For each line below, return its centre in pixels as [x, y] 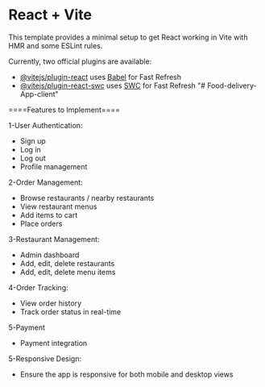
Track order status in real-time [70, 311]
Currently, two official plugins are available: [80, 61]
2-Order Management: [46, 182]
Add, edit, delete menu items [68, 272]
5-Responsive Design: [45, 358]
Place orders [41, 223]
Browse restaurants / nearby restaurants [87, 198]
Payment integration [54, 343]
